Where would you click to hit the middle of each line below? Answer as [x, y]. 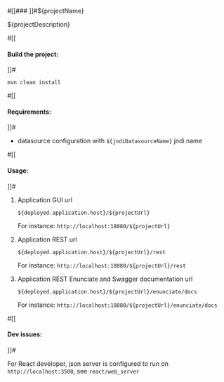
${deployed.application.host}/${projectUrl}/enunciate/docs [107, 291]
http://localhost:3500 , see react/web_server [73, 371]
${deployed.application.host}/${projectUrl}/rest [92, 252]
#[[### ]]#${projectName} [46, 11]
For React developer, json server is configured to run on [88, 363]
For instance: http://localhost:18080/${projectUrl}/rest [101, 265]
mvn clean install [34, 83]
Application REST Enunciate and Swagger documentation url [105, 279]
